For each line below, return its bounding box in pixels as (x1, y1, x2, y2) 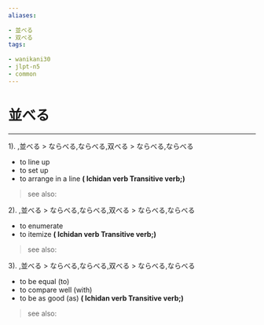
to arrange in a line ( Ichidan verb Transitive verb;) (19, 174, 185, 183)
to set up (19, 165, 49, 175)
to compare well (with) (19, 285, 93, 294)
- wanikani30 (8, 56, 51, 64)
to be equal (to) (19, 276, 70, 286)
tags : (8, 41, 26, 49)
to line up (19, 157, 50, 166)
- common (8, 70, 37, 78)
